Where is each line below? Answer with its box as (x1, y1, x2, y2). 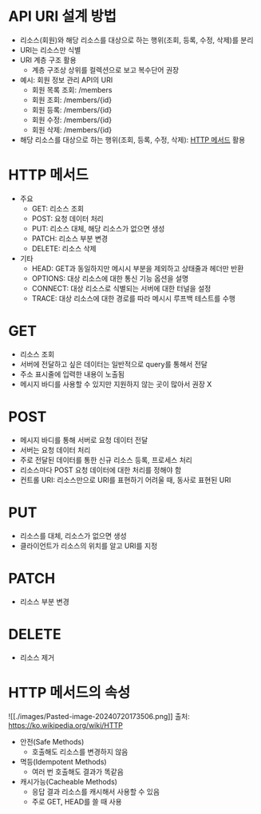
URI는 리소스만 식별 (19, 45, 81, 54)
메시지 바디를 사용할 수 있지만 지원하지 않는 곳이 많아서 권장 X (19, 379, 212, 389)
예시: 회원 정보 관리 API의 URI (19, 75, 113, 85)
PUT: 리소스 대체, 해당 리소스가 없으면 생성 (31, 223, 165, 233)
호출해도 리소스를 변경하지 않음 (31, 747, 129, 757)
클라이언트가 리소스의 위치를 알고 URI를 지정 (19, 540, 158, 551)
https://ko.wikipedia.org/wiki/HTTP (8, 720, 124, 730)
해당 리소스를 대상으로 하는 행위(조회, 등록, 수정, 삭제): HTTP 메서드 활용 (19, 135, 246, 144)
